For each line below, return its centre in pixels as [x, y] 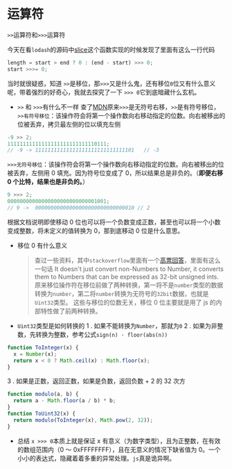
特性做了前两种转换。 [71, 311]
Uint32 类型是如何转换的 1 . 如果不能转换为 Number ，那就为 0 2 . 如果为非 [117, 326]
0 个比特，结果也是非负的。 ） [48, 182]
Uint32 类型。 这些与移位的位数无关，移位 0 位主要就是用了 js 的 [125, 302]
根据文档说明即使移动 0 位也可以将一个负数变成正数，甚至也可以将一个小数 [114, 222]
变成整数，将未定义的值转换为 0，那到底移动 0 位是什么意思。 [96, 231]
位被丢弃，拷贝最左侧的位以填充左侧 [69, 124]
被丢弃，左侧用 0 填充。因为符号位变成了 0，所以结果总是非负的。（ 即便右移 [115, 173]
